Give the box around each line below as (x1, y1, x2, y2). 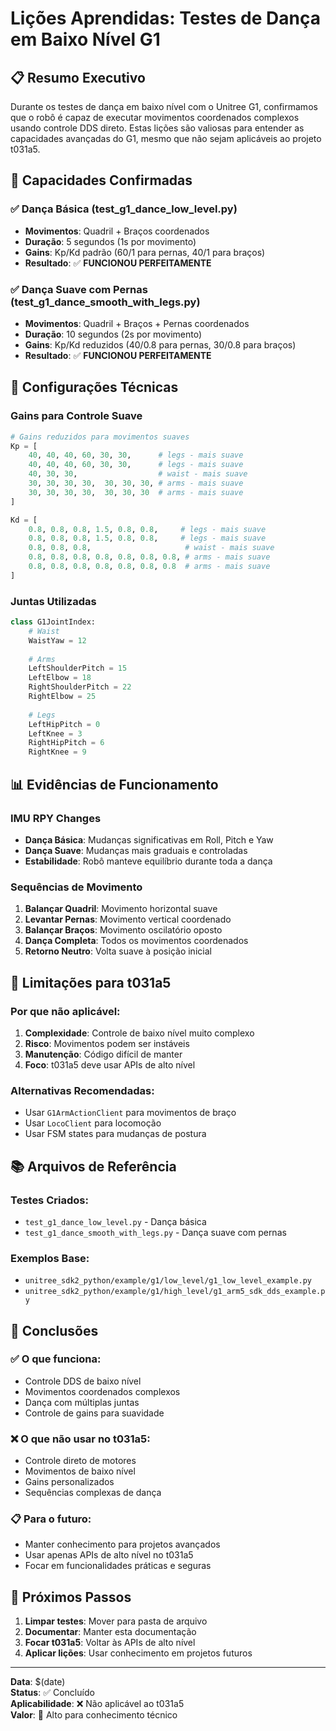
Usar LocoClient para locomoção (24, 1117, 162, 1129)
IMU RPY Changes (10, 811, 102, 825)
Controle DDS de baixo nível (24, 1375, 142, 1387)
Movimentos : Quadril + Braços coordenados (24, 225, 210, 237)
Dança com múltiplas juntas (24, 1396, 140, 1408)
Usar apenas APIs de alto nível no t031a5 (24, 1549, 194, 1561)
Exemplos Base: (10, 1251, 90, 1265)
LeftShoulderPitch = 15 (28, 663, 128, 674)
